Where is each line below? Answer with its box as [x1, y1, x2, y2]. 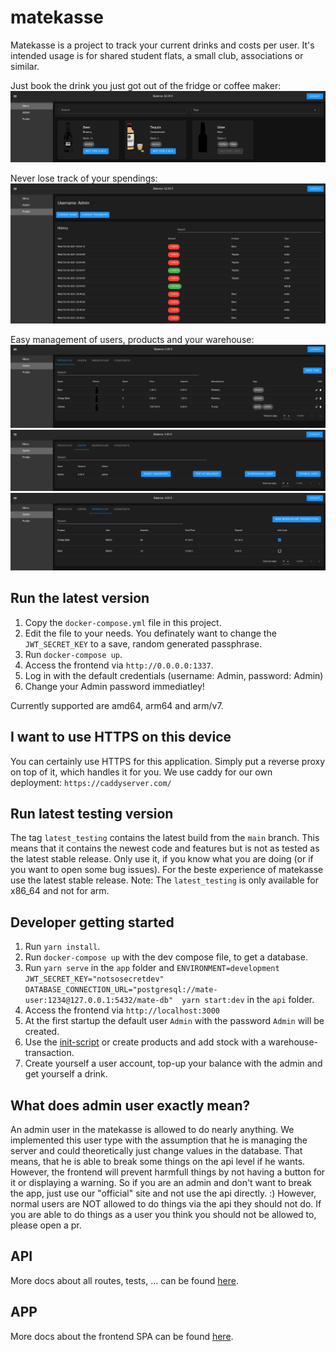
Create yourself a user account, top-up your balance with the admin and [24, 1057, 323, 1070]
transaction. [24, 1047, 75, 1059]
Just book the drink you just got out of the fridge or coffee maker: [10, 79, 282, 91]
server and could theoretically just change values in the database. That [10, 1144, 303, 1156]
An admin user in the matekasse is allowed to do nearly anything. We [10, 1123, 295, 1135]
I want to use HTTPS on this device [10, 729, 232, 746]
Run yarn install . [24, 941, 101, 953]
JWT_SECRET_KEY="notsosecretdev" [24, 974, 165, 985]
